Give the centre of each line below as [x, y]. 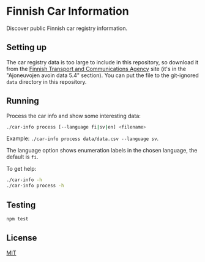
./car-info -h [24, 180]
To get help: [21, 169]
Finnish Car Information [68, 11]
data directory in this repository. [47, 81]
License [22, 238]
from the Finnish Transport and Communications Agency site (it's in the [96, 69]
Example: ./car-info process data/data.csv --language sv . [83, 138]
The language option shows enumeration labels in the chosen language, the [102, 151]
